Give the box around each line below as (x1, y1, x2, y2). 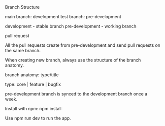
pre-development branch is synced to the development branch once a (5, 91, 148, 96)
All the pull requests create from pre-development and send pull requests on (5, 42, 161, 48)
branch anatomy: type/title (5, 72, 59, 78)
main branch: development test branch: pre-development (5, 14, 122, 19)
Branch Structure (5, 4, 40, 10)
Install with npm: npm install (5, 106, 62, 111)
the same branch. (5, 48, 41, 53)
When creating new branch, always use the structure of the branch (5, 57, 141, 63)
